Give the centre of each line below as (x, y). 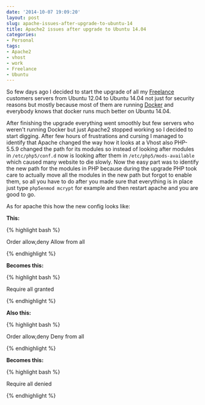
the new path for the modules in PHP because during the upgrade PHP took (102, 169)
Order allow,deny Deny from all (45, 337)
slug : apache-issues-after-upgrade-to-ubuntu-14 (69, 23)
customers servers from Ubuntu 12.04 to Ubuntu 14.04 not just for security (100, 98)
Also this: (19, 313)
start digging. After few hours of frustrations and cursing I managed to (95, 136)
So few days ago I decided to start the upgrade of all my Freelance (90, 92)
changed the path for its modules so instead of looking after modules (107, 149)
